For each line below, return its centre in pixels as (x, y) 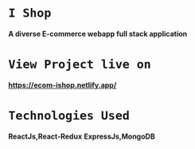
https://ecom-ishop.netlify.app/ (62, 84)
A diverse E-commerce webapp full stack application (98, 33)
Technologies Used (69, 116)
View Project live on (80, 65)
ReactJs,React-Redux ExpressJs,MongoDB (82, 136)
